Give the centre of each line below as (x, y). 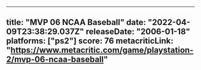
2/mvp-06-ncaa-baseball (55, 60)
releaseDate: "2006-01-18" (138, 32)
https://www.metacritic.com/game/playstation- (102, 50)
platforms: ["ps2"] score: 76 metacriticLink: (90, 41)
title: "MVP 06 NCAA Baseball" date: (76, 22)
